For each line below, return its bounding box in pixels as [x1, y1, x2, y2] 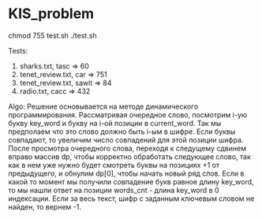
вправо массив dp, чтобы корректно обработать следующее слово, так [8, 151, 251, 161]
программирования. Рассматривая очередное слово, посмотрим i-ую [8, 109, 248, 119]
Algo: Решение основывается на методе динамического [8, 102, 199, 111]
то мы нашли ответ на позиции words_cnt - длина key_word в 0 [8, 185, 219, 195]
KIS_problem [8, 5, 95, 23]
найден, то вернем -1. [8, 202, 81, 211]
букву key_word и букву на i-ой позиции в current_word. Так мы [8, 118, 222, 128]
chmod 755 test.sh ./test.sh [8, 31, 97, 40]
